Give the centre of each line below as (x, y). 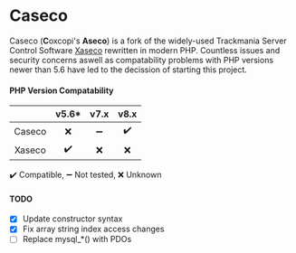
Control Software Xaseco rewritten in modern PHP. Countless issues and (145, 50)
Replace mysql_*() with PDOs (77, 239)
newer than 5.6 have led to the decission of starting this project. (128, 70)
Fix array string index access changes (93, 229)
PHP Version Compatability (62, 90)
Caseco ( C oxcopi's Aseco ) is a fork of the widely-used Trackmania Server (148, 41)
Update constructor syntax (72, 219)
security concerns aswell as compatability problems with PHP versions (142, 60)
